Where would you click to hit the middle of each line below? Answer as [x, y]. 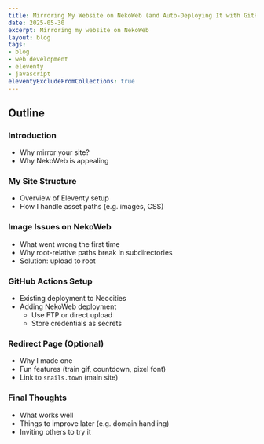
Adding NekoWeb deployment [68, 306]
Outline [26, 113]
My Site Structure [42, 182]
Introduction [32, 135]
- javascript [29, 74]
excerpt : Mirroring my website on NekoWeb [79, 30]
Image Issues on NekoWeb [60, 227]
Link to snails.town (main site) [69, 377]
